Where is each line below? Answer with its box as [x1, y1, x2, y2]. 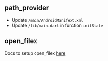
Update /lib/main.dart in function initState [11, 22, 103, 28]
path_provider [4, 4, 49, 12]
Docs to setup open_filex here [4, 50, 66, 56]
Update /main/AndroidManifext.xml [11, 17, 83, 23]
